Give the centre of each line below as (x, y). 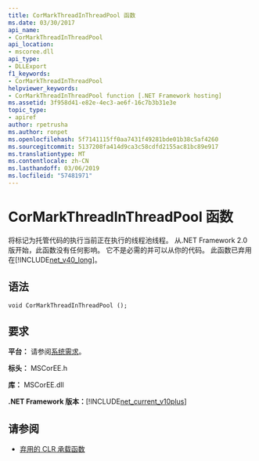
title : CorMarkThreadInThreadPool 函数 (72, 15)
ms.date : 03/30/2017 (42, 23)
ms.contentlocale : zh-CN (49, 162)
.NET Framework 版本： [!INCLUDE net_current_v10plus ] (97, 401)
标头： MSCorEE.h (38, 368)
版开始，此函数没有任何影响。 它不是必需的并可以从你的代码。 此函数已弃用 (130, 250)
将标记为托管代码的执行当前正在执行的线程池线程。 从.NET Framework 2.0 (128, 240)
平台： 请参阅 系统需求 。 (47, 352)
